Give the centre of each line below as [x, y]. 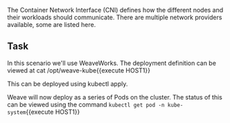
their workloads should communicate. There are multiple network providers [115, 17]
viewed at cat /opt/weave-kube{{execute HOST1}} [79, 70]
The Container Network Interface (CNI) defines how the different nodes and [115, 10]
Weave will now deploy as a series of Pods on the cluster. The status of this [115, 97]
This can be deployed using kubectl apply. [68, 84]
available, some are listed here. [52, 25]
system [17, 112]
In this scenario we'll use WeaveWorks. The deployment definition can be [112, 63]
